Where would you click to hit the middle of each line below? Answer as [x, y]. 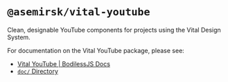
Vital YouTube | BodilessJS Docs [64, 63]
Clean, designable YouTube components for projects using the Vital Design [114, 30]
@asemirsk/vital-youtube [79, 12]
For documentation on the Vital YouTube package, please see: [96, 50]
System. [19, 37]
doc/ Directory [38, 71]
